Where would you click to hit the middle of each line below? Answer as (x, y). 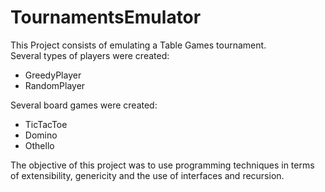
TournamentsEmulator (106, 17)
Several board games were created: (84, 105)
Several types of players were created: (90, 55)
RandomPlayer (55, 85)
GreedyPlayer (53, 75)
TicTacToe (46, 124)
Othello (39, 145)
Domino (41, 135)
